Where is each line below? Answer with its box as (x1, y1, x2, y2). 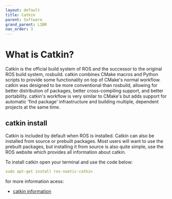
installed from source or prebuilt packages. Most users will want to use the (5, 138, 163, 144)
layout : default (5, 7, 40, 13)
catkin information (12, 188, 51, 194)
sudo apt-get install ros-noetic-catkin (5, 169, 93, 174)
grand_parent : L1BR (5, 22, 47, 27)
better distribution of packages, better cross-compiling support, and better (5, 88, 164, 94)
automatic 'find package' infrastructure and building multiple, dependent (5, 99, 159, 105)
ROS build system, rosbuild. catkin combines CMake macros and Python (5, 71, 158, 78)
